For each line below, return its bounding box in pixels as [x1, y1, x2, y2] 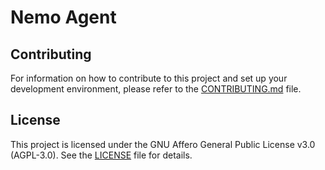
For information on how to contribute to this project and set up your [10, 72, 288, 84]
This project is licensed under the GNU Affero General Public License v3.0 [10, 138, 316, 150]
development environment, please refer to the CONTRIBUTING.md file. [10, 83, 302, 95]
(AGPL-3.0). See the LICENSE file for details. [10, 149, 193, 161]
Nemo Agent [10, 6, 117, 29]
